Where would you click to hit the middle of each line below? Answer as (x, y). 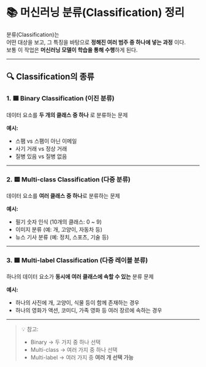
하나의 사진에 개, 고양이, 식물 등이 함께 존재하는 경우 (77, 303)
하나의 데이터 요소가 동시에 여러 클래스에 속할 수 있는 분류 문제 (80, 277)
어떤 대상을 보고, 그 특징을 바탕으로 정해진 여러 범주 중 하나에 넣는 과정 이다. (96, 42)
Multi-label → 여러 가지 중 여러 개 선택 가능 (82, 358)
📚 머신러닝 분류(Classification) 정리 (96, 13)
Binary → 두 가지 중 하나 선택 (66, 342)
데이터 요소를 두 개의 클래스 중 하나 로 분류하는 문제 (67, 115)
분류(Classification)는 (33, 34)
